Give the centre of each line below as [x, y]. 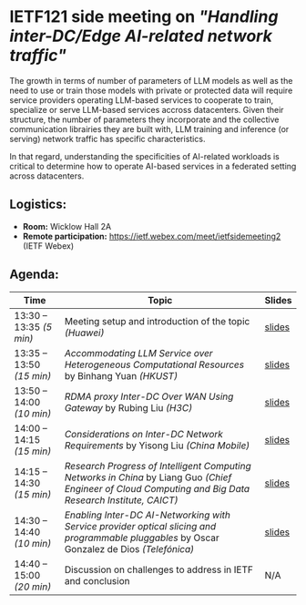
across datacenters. [47, 176]
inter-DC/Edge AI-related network [141, 36]
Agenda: [34, 275]
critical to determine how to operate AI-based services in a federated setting [153, 166]
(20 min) [33, 587]
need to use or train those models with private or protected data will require [151, 90]
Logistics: [38, 205]
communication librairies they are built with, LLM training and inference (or [149, 128]
